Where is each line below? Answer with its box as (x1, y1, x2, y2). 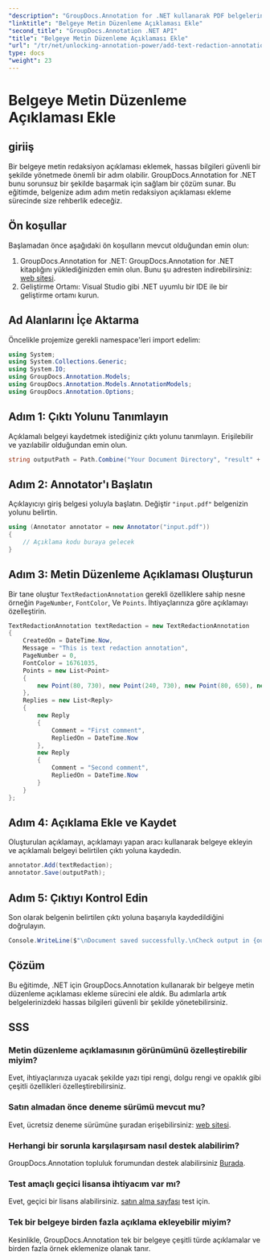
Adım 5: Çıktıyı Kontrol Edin (8, 891, 149, 905)
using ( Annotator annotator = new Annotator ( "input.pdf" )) (8, 523, 211, 531)
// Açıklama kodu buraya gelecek (22, 538, 135, 546)
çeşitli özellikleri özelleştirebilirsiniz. (8, 1081, 126, 1091)
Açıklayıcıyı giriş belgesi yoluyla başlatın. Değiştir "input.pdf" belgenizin (8, 499, 248, 509)
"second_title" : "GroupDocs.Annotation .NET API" (8, 27, 178, 35)
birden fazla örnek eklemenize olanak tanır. (8, 1243, 151, 1253)
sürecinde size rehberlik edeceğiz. (8, 195, 123, 205)
